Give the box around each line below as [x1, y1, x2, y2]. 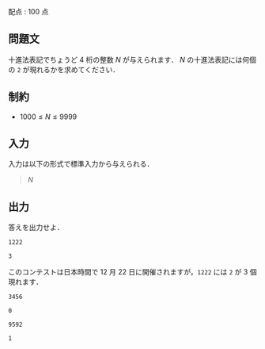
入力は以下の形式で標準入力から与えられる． [8, 159, 154, 169]
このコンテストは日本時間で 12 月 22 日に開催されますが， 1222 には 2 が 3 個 [8, 267, 257, 277]
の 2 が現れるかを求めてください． [8, 64, 120, 74]
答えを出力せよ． [8, 223, 64, 232]
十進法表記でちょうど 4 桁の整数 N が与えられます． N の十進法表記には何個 [8, 55, 257, 64]
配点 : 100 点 [8, 7, 49, 16]
